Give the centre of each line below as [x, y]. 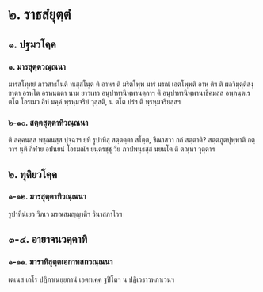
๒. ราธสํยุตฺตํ [40, 15]
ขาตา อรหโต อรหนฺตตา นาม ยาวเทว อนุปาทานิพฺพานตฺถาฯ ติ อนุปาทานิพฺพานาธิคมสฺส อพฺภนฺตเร [130, 93]
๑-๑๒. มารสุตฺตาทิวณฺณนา [48, 197]
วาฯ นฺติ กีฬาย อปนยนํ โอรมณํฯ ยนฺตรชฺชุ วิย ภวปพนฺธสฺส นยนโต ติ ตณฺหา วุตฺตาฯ [112, 149]
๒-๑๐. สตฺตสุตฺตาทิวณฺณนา [48, 123]
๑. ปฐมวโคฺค [32, 44]
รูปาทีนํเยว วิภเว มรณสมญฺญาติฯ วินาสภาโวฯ [65, 214]
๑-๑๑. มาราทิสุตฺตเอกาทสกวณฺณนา [61, 262]
